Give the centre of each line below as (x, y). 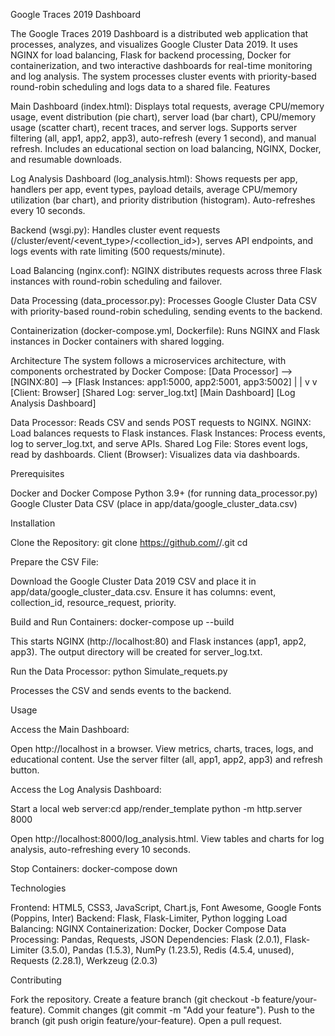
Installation (33, 523)
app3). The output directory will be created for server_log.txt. (136, 652)
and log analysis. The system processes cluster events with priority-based (163, 76)
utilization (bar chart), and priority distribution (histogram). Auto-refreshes (163, 200)
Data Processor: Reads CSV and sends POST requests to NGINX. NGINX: (161, 422)
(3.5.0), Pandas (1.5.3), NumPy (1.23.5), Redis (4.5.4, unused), (167, 950)
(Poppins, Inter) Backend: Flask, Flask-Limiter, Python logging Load (149, 918)
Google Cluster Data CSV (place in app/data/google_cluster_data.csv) (154, 503)
